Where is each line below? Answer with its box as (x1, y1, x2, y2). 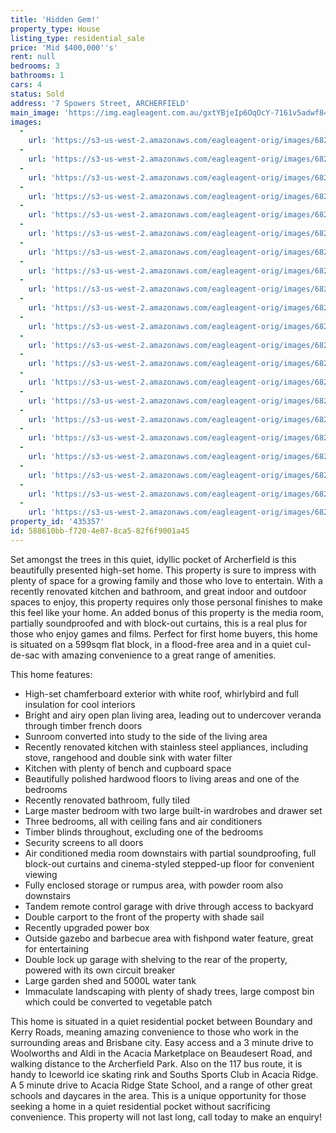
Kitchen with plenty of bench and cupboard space (24, 762, 232, 774)
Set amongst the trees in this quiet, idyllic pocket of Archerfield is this (10, 553, 297, 565)
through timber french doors (24, 719, 143, 731)
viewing (24, 868, 58, 880)
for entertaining (24, 942, 90, 955)
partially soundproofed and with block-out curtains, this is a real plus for (10, 617, 308, 629)
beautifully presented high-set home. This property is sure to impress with (10, 564, 317, 576)
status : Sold (10, 89, 65, 99)
